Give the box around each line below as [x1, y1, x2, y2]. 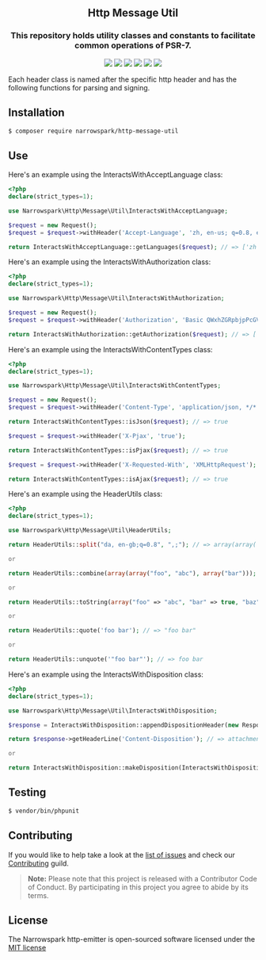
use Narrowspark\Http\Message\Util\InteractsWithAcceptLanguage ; [8, 206, 228, 215]
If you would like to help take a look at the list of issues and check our [8, 850, 235, 859]
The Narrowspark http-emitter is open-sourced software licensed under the [8, 935, 256, 944]
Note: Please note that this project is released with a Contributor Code [27, 874, 257, 883]
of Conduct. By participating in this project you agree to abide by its [27, 882, 249, 892]
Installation [8, 106, 65, 120]
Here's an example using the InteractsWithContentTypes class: [8, 344, 213, 354]
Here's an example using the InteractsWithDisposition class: [8, 670, 204, 679]
